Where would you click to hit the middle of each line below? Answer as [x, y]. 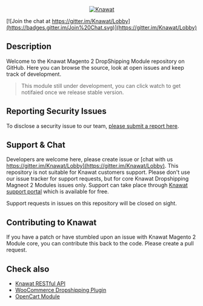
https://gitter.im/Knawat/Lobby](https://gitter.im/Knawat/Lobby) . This [92, 166]
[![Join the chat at [28, 21]
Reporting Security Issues [57, 111]
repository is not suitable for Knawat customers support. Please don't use [98, 172]
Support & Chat [36, 145]
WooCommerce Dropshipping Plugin [61, 290]
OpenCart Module [38, 296]
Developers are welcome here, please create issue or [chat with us [90, 159]
